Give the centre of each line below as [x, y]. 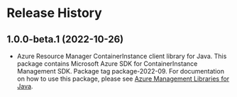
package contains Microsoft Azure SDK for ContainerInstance [107, 64]
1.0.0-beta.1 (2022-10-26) [65, 39]
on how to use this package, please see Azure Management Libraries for [123, 79]
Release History [54, 13]
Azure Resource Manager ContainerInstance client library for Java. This [122, 56]
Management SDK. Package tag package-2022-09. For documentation [121, 71]
